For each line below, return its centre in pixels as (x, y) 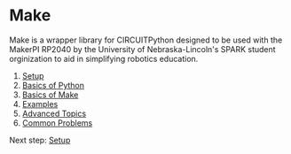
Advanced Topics (54, 113)
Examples (40, 104)
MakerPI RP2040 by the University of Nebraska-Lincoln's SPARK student (143, 49)
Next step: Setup (40, 140)
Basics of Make (50, 95)
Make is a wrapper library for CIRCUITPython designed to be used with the (146, 40)
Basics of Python (53, 85)
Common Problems (57, 123)
